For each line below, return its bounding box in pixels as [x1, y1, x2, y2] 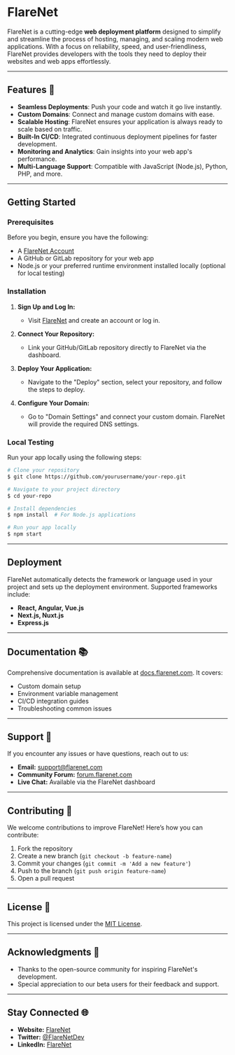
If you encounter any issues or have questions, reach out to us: [7, 750, 189, 758]
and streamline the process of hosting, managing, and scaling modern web [7, 34, 224, 43]
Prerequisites [7, 218, 54, 228]
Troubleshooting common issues [17, 704, 112, 713]
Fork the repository [17, 844, 73, 853]
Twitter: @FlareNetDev [17, 1033, 85, 1041]
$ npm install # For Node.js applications [7, 512, 136, 519]
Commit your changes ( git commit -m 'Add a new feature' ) [17, 859, 191, 868]
